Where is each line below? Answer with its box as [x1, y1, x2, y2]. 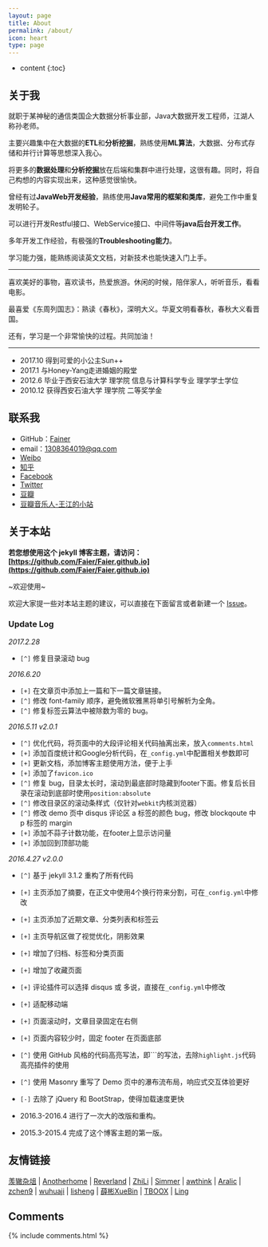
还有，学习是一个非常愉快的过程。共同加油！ [8, 331, 156, 340]
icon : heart [8, 34, 48, 42]
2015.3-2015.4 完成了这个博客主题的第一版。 [19, 1127, 167, 1138]
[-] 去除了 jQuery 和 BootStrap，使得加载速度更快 [19, 1094, 185, 1103]
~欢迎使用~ [8, 581, 46, 591]
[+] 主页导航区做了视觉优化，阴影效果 [19, 931, 145, 940]
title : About [8, 19, 52, 27]
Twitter [19, 480, 44, 489]
